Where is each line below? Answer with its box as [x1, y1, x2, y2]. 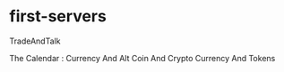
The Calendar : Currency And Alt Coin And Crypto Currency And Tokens [9, 52, 276, 63]
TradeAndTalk [9, 36, 61, 46]
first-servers [9, 6, 108, 27]
